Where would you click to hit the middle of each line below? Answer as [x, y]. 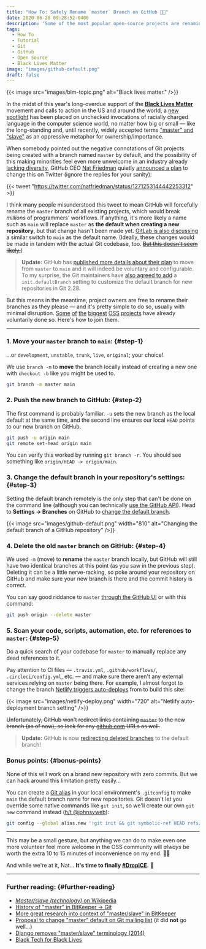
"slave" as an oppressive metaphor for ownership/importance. [85, 137]
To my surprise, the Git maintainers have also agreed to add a [99, 275]
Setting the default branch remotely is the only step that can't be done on [99, 498]
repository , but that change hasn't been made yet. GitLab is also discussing [102, 231]
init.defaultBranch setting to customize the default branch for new [107, 282]
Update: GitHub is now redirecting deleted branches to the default [105, 738]
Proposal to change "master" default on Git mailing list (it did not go [101, 920]
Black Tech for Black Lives [49, 939]
